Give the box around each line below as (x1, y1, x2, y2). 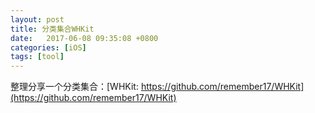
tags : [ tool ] (10, 52, 65, 62)
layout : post (10, 14, 65, 25)
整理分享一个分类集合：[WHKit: (10, 81, 139, 93)
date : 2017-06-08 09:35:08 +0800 (10, 33, 159, 43)
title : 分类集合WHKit (10, 24, 95, 34)
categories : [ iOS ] (10, 42, 87, 53)
